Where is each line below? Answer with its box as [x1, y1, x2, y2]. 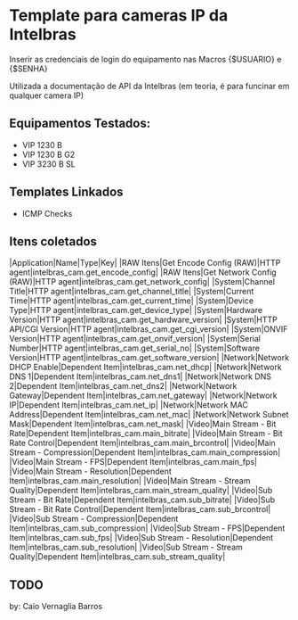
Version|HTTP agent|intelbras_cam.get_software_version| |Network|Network [9, 352, 290, 363]
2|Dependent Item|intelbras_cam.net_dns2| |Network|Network [9, 381, 238, 392]
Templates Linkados [9, 185, 124, 200]
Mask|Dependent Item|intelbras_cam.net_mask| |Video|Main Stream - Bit [9, 418, 277, 429]
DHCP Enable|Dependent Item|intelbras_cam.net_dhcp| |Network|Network [9, 362, 282, 373]
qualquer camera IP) [9, 90, 85, 101]
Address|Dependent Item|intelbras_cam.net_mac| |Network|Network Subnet [9, 409, 289, 420]
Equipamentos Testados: [9, 116, 151, 131]
